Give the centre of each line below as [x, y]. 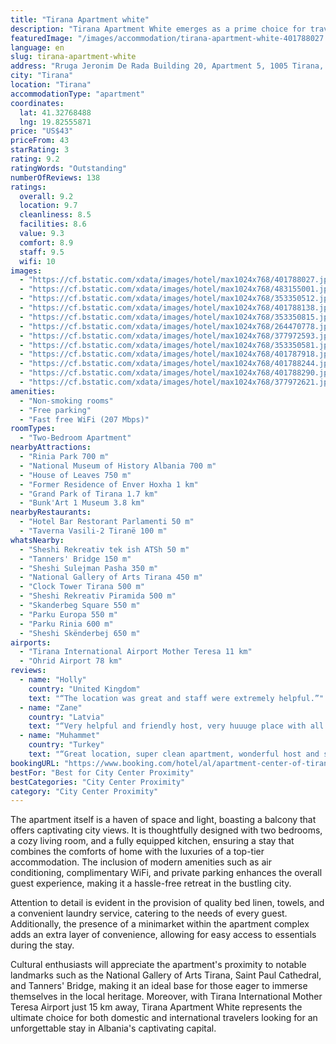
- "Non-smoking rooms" [66, 401]
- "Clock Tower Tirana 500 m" [82, 587]
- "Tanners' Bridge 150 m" [75, 559]
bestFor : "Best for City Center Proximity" [102, 772]
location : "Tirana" [51, 85]
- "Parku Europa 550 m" [68, 614]
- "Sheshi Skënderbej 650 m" [80, 633]
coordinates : [37, 103]
